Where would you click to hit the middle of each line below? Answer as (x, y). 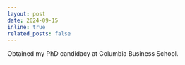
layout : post (26, 14)
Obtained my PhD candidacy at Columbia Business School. (93, 54)
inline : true (26, 27)
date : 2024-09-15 (33, 20)
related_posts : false (39, 34)
